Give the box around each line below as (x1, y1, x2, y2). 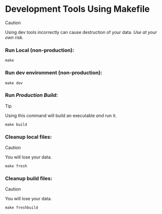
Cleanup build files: (5, 175, 52, 182)
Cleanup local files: (5, 133, 52, 140)
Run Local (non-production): (5, 47, 74, 54)
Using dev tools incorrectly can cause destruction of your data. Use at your (5, 29, 157, 35)
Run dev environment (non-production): (5, 69, 103, 76)
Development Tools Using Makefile (5, 3, 150, 15)
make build (5, 122, 27, 127)
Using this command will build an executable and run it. (5, 112, 117, 119)
